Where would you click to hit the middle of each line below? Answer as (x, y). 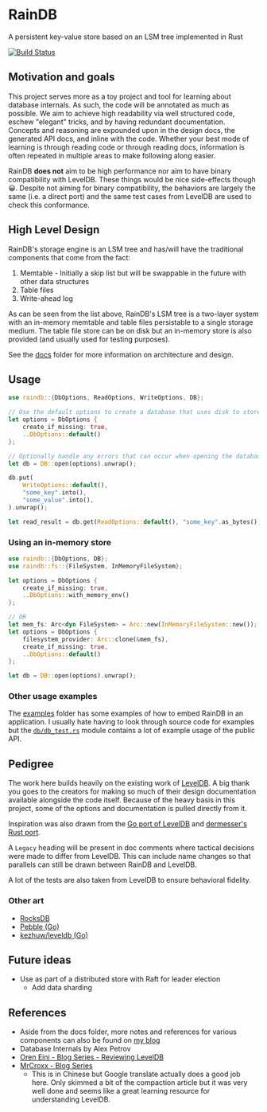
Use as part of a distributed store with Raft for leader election (120, 979)
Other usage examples (53, 696)
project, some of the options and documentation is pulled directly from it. (128, 809)
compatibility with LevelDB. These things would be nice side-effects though (132, 179)
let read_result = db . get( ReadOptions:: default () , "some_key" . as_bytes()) (135, 522)
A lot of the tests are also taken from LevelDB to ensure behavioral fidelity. (130, 880)
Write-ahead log (46, 298)
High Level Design (54, 230)
